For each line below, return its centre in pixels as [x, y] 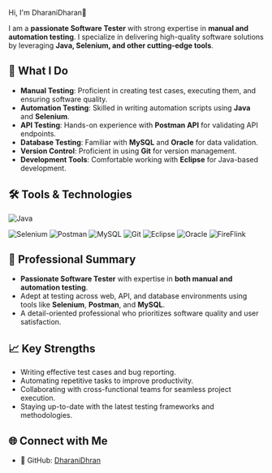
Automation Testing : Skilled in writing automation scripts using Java [135, 107]
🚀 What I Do [39, 71]
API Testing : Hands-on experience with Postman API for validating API [139, 125]
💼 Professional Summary [72, 260]
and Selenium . [45, 116]
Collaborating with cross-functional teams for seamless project [125, 389]
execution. [38, 398]
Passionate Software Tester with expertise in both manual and [126, 279]
